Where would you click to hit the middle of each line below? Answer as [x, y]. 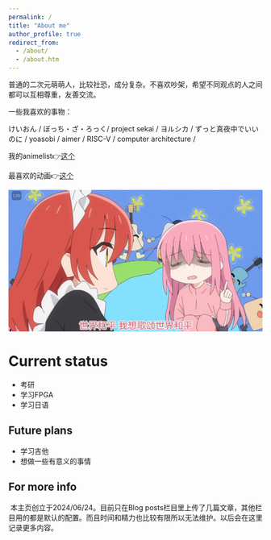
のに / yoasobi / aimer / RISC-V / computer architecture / [102, 139]
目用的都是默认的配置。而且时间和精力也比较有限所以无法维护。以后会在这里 [135, 517]
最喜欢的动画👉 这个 [41, 176]
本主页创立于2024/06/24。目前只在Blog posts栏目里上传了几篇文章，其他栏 [136, 507]
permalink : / [30, 17]
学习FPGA [37, 394]
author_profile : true [45, 34]
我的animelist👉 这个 [42, 156]
